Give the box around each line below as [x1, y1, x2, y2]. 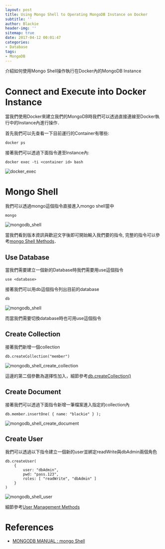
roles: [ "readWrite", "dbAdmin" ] [23, 476, 97, 481]
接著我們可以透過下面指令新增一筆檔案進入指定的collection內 [5, 401, 130, 407]
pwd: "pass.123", [23, 472, 59, 477]
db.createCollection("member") [5, 354, 70, 359]
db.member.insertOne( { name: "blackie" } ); [5, 411, 101, 417]
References [5, 522, 54, 533]
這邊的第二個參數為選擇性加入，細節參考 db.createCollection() [5, 373, 132, 379]
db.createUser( [5, 459, 37, 464]
